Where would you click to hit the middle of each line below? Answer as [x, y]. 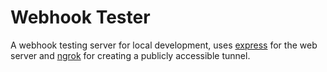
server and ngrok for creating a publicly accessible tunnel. [130, 55]
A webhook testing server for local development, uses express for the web [164, 45]
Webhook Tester [80, 17]
